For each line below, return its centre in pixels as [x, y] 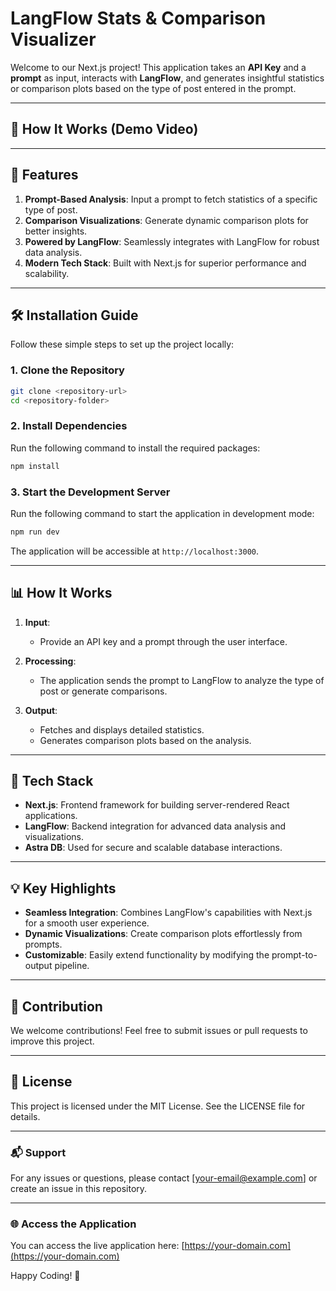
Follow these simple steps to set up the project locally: [122, 344]
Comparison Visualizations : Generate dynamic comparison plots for [166, 220]
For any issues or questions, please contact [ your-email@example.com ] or [164, 1178]
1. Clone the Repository [67, 370]
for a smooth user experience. [87, 923]
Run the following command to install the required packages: [135, 448]
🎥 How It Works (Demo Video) [104, 129]
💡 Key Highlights [63, 888]
